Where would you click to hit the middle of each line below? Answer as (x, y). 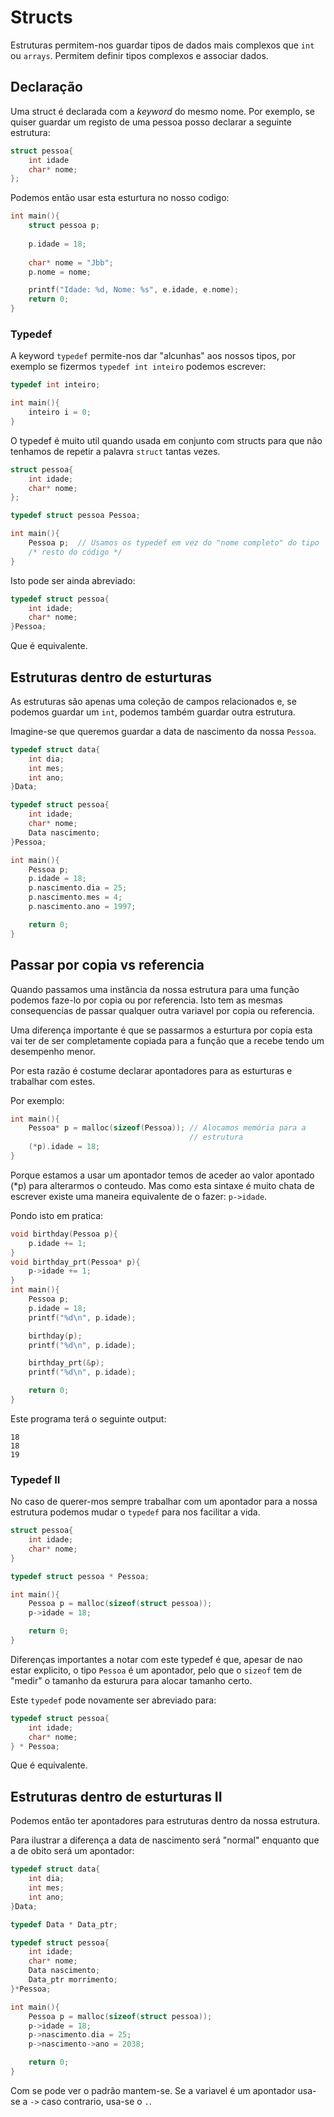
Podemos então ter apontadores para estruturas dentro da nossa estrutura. (165, 1821)
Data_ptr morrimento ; (73, 1980)
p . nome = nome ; (60, 272)
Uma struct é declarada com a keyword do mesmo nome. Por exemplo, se (163, 111)
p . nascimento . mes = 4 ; (75, 897)
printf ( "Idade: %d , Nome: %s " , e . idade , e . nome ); (134, 290)
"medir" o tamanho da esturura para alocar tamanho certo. (131, 1680)
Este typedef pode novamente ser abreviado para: (113, 1700)
